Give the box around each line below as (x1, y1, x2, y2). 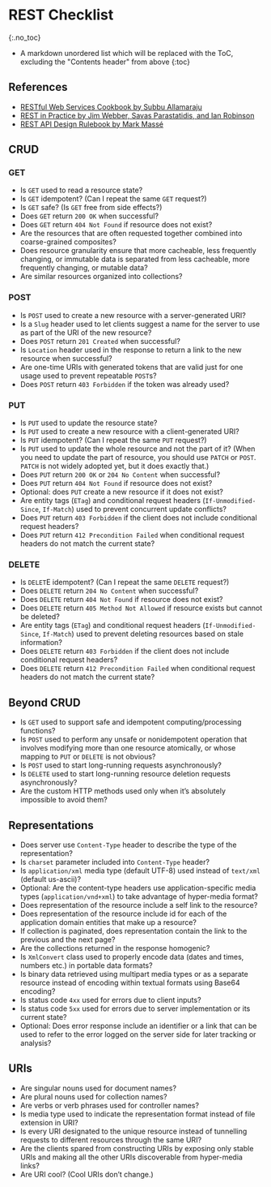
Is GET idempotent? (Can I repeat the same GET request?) (19, 194, 208, 204)
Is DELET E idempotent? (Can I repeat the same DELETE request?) (19, 578, 230, 587)
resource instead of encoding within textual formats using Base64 (19, 978, 240, 987)
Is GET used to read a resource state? (19, 185, 143, 196)
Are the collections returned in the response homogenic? (19, 943, 210, 953)
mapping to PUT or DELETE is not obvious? (19, 752, 156, 762)
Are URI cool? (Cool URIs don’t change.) (19, 1169, 154, 1179)
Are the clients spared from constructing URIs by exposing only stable (19, 1143, 254, 1153)
